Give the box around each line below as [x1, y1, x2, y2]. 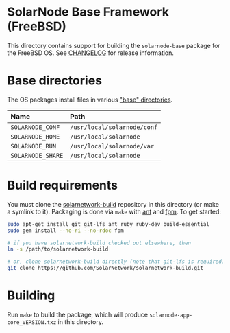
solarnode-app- [149, 312, 193, 319]
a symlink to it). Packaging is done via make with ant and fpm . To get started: [7, 207, 221, 216]
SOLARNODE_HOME [10, 133, 60, 141]
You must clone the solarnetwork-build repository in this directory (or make [7, 200, 219, 208]
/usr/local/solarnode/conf [69, 123, 158, 131]
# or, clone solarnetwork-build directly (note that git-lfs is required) [7, 258, 225, 265]
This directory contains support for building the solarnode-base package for [7, 41, 220, 49]
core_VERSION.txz [7, 319, 57, 326]
